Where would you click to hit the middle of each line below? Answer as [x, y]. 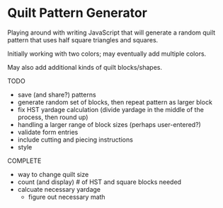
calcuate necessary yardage [59, 189]
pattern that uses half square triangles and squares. [83, 39]
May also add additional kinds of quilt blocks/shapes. [85, 67]
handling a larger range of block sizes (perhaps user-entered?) [109, 124]
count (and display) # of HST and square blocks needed [99, 182]
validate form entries [48, 132]
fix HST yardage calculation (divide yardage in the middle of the [110, 109]
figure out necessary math [67, 197]
